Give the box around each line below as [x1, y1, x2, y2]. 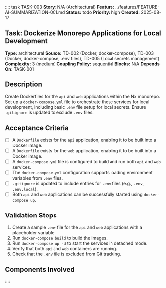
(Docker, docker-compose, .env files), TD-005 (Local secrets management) [5, 55, 160, 61]
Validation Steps [5, 211, 57, 220]
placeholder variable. [12, 229, 56, 235]
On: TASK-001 [5, 66, 34, 72]
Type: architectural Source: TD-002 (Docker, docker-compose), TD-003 [5, 50, 154, 56]
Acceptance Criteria [5, 124, 69, 132]
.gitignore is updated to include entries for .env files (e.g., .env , [12, 180, 144, 186]
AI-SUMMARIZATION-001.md [5, 9, 65, 15]
